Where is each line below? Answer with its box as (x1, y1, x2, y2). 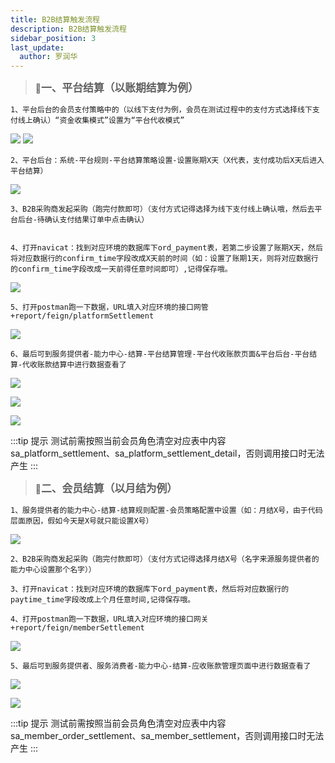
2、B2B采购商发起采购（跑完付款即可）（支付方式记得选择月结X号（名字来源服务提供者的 (10, 554, 320, 565)
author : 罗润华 (19, 52, 78, 62)
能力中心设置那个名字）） (10, 565, 97, 575)
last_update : (10, 42, 65, 53)
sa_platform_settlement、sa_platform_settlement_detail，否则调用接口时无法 (10, 447, 325, 460)
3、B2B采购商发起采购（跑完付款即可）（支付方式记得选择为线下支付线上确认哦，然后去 (10, 204, 315, 215)
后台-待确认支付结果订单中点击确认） (17, 215, 150, 225)
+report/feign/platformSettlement (10, 311, 155, 321)
